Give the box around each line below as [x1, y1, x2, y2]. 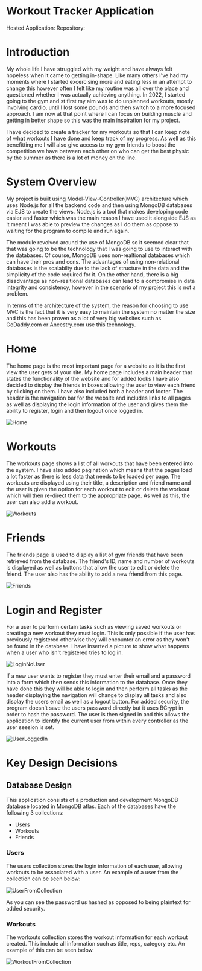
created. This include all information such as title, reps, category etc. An [6, 940, 185, 947]
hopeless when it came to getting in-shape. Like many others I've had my [6, 71, 189, 79]
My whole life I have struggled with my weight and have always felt [6, 65, 173, 72]
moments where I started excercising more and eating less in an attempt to [6, 78, 192, 85]
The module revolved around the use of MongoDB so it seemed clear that [6, 238, 189, 246]
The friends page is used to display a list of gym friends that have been [6, 551, 183, 558]
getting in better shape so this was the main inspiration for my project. [6, 116, 180, 124]
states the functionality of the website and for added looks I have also [6, 375, 180, 382]
